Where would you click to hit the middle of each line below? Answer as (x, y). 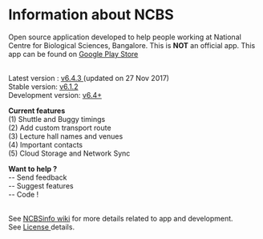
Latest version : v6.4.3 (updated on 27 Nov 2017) (89, 78)
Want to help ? (33, 168)
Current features (37, 111)
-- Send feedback (38, 177)
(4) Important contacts (45, 144)
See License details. (41, 227)
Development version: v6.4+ (55, 95)
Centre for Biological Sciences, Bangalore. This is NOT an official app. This (132, 45)
